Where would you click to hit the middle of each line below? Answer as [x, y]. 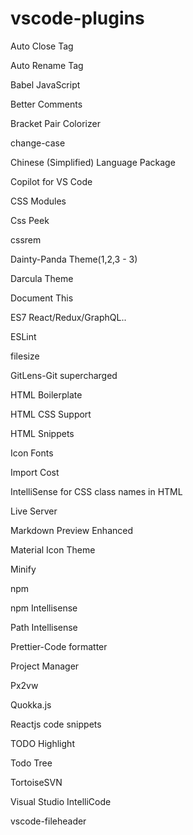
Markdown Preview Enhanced [72, 530]
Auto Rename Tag [47, 65]
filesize [25, 356]
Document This [42, 298]
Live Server [34, 511]
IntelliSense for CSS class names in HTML [96, 491]
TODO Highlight [42, 743]
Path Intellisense [44, 627]
